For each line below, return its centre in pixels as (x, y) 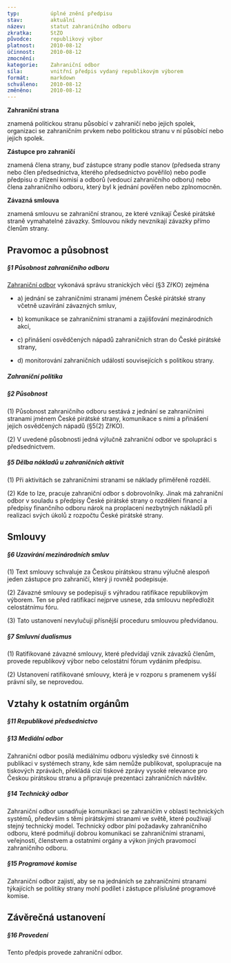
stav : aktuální (41, 20)
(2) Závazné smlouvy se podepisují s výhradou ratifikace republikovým (108, 593)
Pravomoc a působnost (58, 250)
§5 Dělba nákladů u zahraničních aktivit (66, 463)
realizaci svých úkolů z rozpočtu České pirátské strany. (86, 515)
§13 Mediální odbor (35, 739)
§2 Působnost (28, 393)
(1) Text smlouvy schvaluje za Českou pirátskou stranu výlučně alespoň (109, 572)
